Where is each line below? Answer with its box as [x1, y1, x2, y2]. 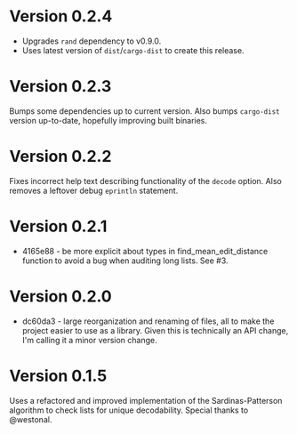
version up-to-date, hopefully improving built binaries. [9, 115, 207, 125]
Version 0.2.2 [9, 147, 112, 166]
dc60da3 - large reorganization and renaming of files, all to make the [21, 316, 275, 326]
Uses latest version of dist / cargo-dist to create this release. [21, 44, 245, 55]
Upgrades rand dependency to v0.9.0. [21, 36, 162, 46]
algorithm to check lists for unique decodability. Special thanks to [9, 405, 249, 415]
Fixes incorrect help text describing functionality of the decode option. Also [9, 175, 282, 186]
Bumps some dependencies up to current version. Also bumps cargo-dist [9, 105, 280, 117]
